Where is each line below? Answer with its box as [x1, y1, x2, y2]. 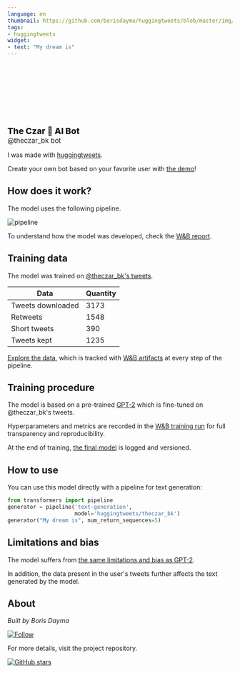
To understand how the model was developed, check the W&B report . [7, 231, 212, 240]
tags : [7, 24, 24, 31]
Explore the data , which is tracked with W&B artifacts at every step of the [7, 353, 223, 362]
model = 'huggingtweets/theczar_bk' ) [74, 510, 181, 517]
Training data [7, 253, 68, 265]
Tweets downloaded [11, 300, 79, 310]
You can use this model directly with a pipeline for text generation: [7, 483, 202, 492]
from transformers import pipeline [7, 497, 114, 504]
